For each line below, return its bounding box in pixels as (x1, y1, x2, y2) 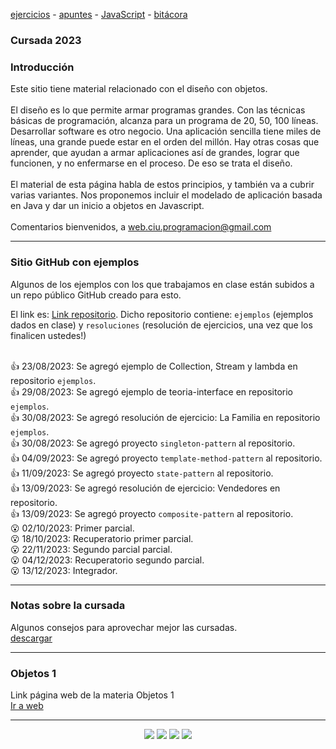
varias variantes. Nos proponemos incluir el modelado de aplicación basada (10, 189, 323, 201)
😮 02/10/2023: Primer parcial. (10, 522, 135, 534)
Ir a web (10, 700, 44, 712)
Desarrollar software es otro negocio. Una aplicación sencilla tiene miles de (10, 125, 322, 138)
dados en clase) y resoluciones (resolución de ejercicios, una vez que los (10, 319, 313, 331)
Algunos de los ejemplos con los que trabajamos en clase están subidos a (10, 278, 315, 290)
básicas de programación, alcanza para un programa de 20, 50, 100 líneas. (10, 115, 319, 127)
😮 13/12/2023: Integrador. (10, 564, 118, 576)
